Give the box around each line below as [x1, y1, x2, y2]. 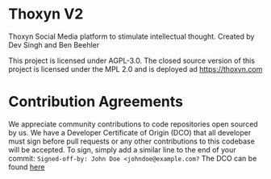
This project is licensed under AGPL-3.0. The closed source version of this [8, 56, 256, 65]
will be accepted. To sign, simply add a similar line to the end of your [8, 144, 236, 154]
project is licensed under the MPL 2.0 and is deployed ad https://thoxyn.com [8, 64, 263, 73]
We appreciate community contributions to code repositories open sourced [8, 119, 258, 129]
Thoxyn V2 [8, 5, 84, 23]
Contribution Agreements [8, 93, 184, 111]
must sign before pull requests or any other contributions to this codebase [8, 136, 256, 146]
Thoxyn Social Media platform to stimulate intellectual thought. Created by [8, 31, 255, 41]
